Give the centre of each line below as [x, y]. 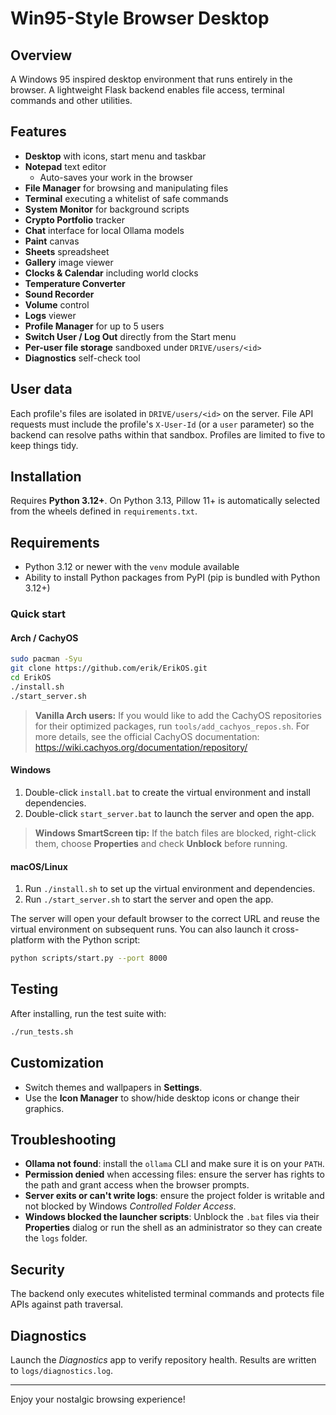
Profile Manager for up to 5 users [94, 326]
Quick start [38, 614]
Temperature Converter [75, 283]
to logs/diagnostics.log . [62, 1370]
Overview [41, 55]
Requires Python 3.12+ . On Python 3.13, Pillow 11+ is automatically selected [165, 501]
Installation [46, 477]
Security [37, 1269]
